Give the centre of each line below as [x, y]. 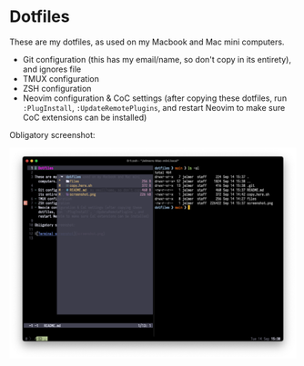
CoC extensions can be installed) [85, 117]
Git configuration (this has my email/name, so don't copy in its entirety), [157, 59]
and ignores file [52, 69]
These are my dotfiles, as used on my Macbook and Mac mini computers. [147, 42]
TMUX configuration [61, 78]
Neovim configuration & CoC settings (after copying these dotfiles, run [155, 98]
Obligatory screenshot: [52, 134]
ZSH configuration [57, 88]
